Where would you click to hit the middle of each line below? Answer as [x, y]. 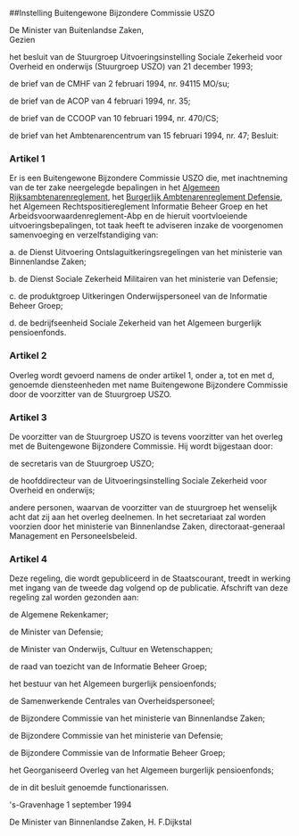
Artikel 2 [28, 356]
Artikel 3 [28, 417]
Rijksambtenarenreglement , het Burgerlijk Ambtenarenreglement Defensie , [146, 197]
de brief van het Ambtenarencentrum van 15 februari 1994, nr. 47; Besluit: [144, 136]
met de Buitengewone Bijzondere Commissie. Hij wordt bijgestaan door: [141, 446]
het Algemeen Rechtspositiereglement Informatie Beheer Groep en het [139, 207]
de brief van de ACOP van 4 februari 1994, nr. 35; [100, 101]
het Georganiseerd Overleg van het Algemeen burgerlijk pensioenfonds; [141, 770]
